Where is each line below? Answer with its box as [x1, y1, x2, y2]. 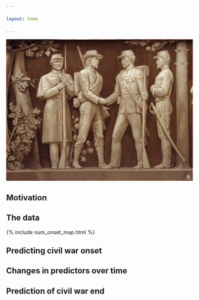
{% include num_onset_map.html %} [6, 228, 95, 235]
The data [6, 213, 40, 223]
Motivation [6, 193, 47, 203]
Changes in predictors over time [6, 266, 127, 276]
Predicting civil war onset [6, 245, 102, 256]
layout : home [6, 15, 38, 22]
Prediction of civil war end [6, 286, 105, 296]
